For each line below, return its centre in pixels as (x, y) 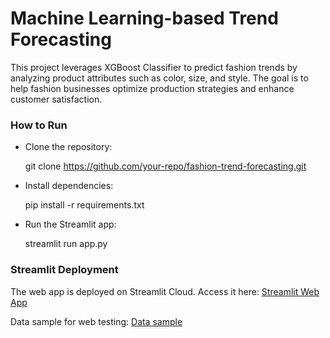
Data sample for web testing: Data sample (96, 321)
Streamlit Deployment (64, 270)
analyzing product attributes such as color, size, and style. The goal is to (159, 78)
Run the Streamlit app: (70, 224)
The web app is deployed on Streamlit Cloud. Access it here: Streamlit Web (165, 291)
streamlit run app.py (66, 244)
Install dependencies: (69, 186)
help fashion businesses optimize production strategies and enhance (152, 88)
